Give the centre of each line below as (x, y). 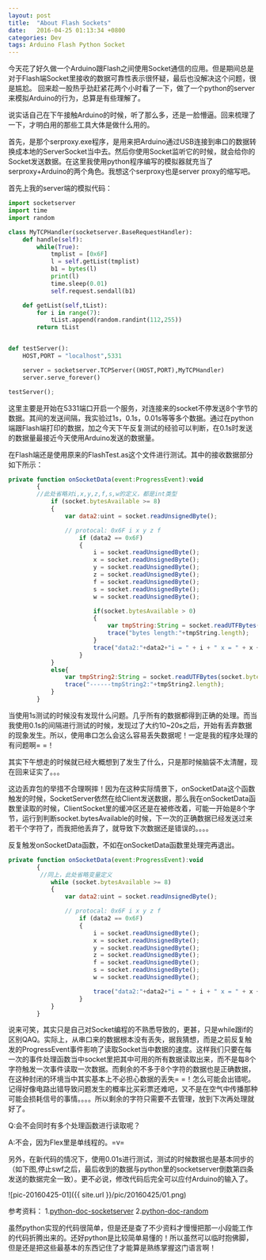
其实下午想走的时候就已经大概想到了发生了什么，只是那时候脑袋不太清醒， (129, 761)
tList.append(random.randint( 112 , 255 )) (116, 320)
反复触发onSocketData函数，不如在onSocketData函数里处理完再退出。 (123, 844)
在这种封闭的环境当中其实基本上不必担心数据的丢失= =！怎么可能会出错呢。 (132, 1079)
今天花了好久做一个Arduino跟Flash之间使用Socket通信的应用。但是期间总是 (131, 69)
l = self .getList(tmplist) (95, 262)
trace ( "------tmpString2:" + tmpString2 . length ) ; (144, 685)
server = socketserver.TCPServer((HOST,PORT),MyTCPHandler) (123, 370)
